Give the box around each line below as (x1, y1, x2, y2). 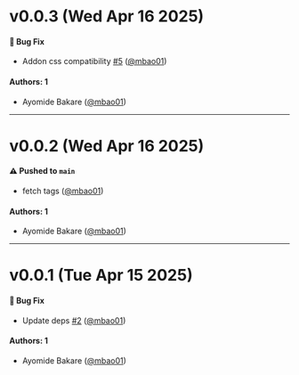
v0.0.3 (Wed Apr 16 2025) (9, 6, 205, 27)
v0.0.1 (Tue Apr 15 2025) (9, 265, 193, 286)
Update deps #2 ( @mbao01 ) (21, 314, 126, 326)
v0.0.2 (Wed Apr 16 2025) (9, 135, 205, 156)
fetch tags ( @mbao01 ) (21, 185, 104, 196)
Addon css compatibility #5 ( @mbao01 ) (21, 56, 167, 67)
